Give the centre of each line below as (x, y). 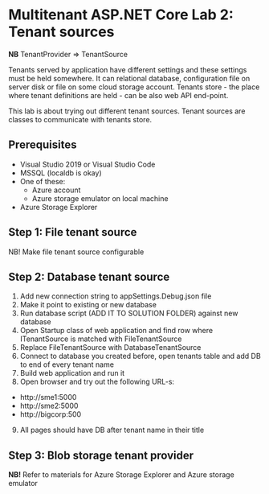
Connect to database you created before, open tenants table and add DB (140, 356)
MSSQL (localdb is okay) (61, 173)
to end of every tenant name (67, 364)
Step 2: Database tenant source (89, 276)
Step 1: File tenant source (73, 232)
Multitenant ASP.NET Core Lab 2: (121, 15)
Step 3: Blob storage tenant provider (101, 455)
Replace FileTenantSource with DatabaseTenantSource (110, 348)
